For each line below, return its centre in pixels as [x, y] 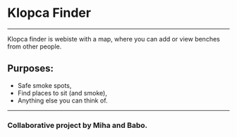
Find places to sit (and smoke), [62, 93]
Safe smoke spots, [44, 85]
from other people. [35, 46]
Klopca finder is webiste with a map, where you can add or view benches [114, 39]
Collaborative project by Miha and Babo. [78, 125]
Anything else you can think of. [62, 100]
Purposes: [31, 68]
